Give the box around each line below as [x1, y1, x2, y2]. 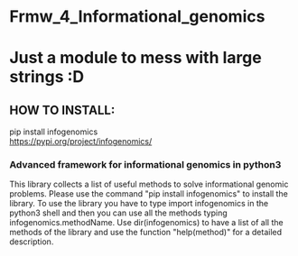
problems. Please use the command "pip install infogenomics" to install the [9, 188, 289, 199]
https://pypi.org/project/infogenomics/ [9, 136, 153, 147]
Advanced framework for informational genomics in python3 [9, 159, 282, 171]
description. [9, 236, 54, 247]
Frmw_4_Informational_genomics [9, 6, 265, 27]
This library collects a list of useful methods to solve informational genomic [9, 178, 289, 190]
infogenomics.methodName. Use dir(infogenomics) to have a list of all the [9, 217, 284, 228]
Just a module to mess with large [9, 48, 262, 69]
